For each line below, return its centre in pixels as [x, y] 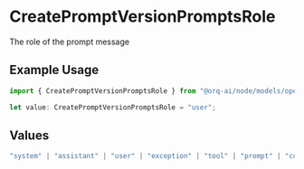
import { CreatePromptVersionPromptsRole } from [103, 91]
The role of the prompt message [69, 42]
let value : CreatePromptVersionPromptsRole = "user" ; [113, 107]
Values [29, 135]
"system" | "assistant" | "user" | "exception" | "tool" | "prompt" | [145, 156]
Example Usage [54, 70]
